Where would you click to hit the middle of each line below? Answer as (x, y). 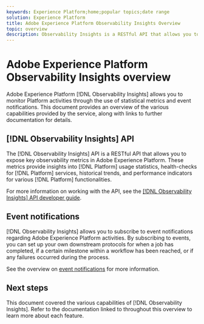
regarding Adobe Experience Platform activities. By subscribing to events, (99, 238)
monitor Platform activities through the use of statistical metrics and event (99, 101)
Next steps (27, 288)
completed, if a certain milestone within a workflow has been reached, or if (100, 251)
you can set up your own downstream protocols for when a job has (90, 244)
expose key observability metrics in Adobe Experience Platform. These (95, 160)
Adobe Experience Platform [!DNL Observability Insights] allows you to (95, 94)
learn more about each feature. (45, 316)
